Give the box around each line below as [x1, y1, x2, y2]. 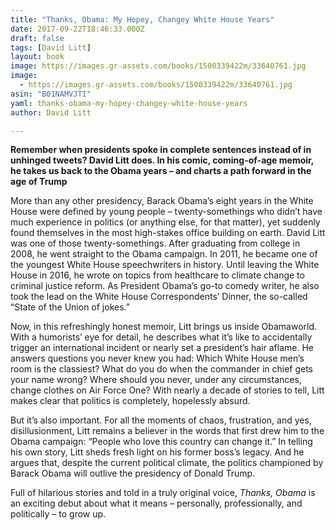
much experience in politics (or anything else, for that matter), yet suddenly [10, 216, 321, 228]
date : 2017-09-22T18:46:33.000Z [10, 24, 145, 34]
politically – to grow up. [10, 508, 107, 520]
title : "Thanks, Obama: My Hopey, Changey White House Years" [10, 14, 275, 25]
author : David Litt [10, 107, 92, 118]
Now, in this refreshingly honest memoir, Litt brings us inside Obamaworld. [10, 321, 318, 333]
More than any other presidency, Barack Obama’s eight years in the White [10, 195, 314, 207]
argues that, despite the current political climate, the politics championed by [10, 457, 324, 469]
